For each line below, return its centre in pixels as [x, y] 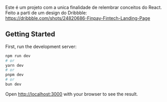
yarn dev [15, 65]
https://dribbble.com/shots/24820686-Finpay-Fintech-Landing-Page [78, 18]
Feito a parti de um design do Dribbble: [46, 13]
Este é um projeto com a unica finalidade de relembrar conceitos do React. [83, 7]
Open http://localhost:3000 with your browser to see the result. [72, 94]
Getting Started [30, 34]
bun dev [13, 84]
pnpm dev [15, 75]
